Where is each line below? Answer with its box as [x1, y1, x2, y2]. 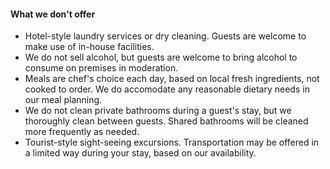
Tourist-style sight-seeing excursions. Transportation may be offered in [24, 136, 320, 149]
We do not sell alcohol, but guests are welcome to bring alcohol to [24, 51, 298, 64]
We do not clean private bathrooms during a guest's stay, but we [24, 105, 292, 117]
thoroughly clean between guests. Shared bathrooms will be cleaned [24, 115, 309, 127]
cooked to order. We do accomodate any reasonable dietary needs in [24, 83, 310, 95]
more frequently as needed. [24, 126, 140, 138]
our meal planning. [24, 94, 103, 106]
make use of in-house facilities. [24, 41, 155, 53]
